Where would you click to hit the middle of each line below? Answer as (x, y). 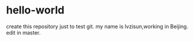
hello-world (35, 10)
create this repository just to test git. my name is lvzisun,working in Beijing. (97, 26)
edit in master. (23, 32)
